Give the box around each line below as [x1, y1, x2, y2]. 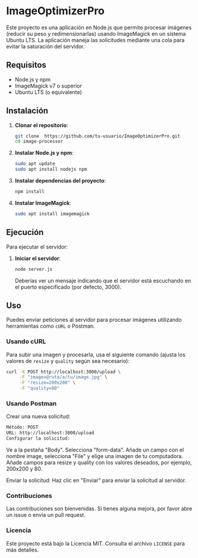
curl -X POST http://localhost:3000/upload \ [6, 369, 121, 375]
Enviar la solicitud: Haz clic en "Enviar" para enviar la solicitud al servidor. [6, 477, 186, 484]
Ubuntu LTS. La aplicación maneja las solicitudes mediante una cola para [6, 36, 185, 43]
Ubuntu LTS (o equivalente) [14, 88, 82, 96]
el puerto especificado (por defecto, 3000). [14, 283, 122, 290]
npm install [14, 189, 45, 195]
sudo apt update [14, 161, 55, 167]
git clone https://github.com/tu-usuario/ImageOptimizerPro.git [14, 133, 180, 139]
